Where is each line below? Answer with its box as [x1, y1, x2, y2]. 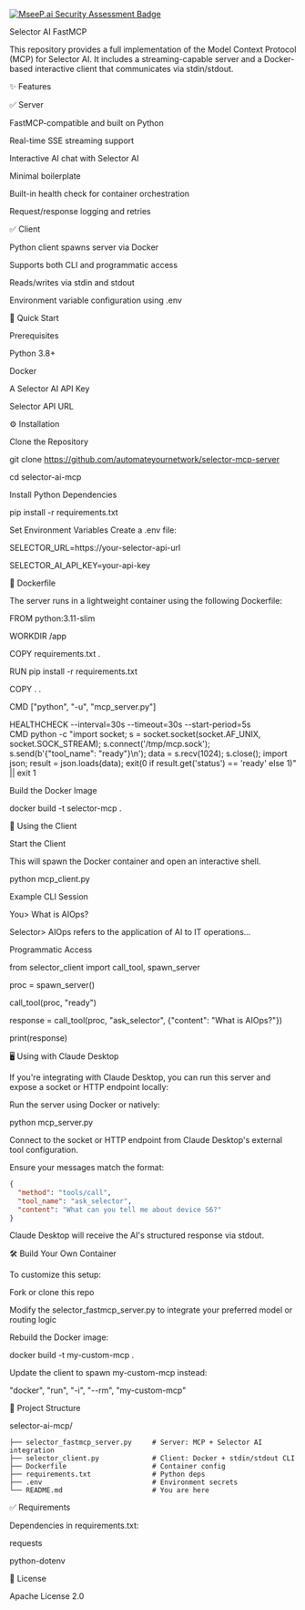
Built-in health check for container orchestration [9, 188, 189, 199]
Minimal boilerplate [9, 171, 81, 182]
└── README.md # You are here [9, 1486, 209, 1495]
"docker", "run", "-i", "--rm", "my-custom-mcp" [9, 1385, 187, 1396]
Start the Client [9, 838, 66, 848]
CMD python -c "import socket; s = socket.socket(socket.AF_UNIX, [9, 729, 261, 739]
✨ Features [9, 81, 52, 91]
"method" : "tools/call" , [17, 1188, 112, 1197]
